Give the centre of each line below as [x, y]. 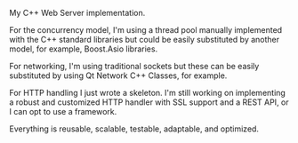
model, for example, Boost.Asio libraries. [84, 49]
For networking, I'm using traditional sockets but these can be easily [134, 66]
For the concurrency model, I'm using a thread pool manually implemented [146, 30]
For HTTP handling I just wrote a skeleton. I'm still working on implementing [148, 93]
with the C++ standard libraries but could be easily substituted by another [145, 40]
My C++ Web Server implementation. [77, 13]
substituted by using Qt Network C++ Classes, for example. [118, 75]
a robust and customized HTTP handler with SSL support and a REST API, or [149, 102]
